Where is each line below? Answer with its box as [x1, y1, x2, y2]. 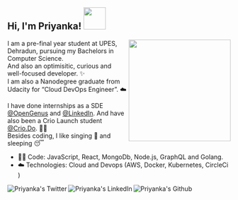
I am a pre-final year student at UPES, [7, 39, 118, 47]
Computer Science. [7, 54, 64, 62]
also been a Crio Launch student [7, 116, 103, 124]
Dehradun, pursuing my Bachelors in [7, 47, 115, 55]
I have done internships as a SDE [7, 101, 104, 110]
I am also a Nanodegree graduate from [7, 77, 120, 86]
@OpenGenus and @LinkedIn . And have [7, 109, 125, 117]
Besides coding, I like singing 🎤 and [7, 131, 111, 140]
